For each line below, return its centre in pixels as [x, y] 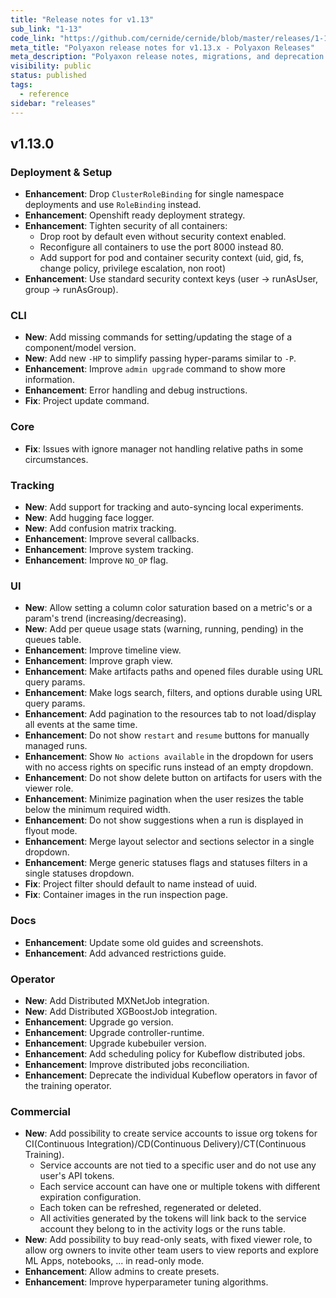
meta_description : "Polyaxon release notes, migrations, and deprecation [167, 57]
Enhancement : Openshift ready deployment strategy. [135, 215]
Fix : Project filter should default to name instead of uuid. [141, 884]
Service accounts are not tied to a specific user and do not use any [178, 1165]
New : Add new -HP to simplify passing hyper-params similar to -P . [160, 358]
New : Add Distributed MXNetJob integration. [117, 1000]
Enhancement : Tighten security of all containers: [126, 226]
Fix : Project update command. [87, 401]
